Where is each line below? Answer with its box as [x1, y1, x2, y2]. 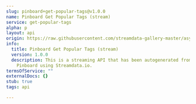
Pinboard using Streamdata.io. [16, 62, 93, 69]
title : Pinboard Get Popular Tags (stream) [11, 46, 118, 52]
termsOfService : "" [6, 68, 54, 74]
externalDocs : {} [6, 73, 48, 79]
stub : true [6, 79, 33, 85]
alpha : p [6, 24, 27, 31]
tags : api [6, 84, 30, 90]
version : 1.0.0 [11, 52, 48, 58]
